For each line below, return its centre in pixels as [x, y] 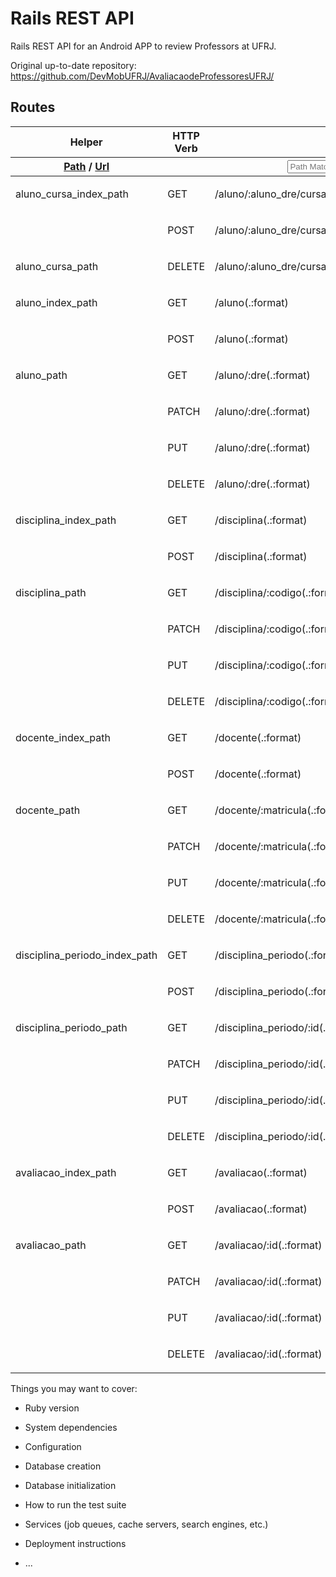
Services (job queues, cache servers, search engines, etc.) [146, 1524]
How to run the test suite [75, 1504]
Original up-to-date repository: [73, 65]
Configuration [53, 1446]
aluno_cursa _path [57, 266]
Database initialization [70, 1485]
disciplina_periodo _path [71, 1027]
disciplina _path [51, 592]
